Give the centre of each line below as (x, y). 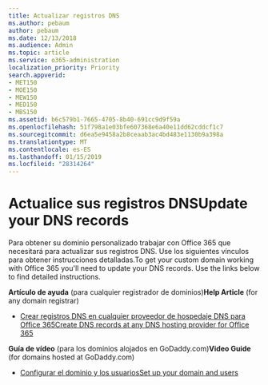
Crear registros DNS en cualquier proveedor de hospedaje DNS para (132, 316)
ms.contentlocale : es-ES (50, 149)
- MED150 (23, 105)
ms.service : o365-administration (64, 61)
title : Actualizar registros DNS (64, 16)
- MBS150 (23, 113)
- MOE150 (23, 90)
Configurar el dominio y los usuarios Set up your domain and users (129, 373)
